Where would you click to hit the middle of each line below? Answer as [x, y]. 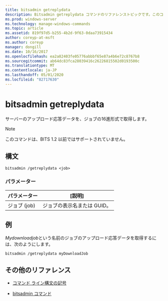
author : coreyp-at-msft [30, 38]
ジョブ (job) [22, 205]
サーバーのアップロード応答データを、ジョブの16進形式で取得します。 [77, 118]
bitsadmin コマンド [32, 293]
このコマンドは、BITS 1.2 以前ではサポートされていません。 [67, 139]
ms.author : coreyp [24, 42]
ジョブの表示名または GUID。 [77, 205]
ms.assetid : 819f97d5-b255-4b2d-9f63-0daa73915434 [59, 33]
